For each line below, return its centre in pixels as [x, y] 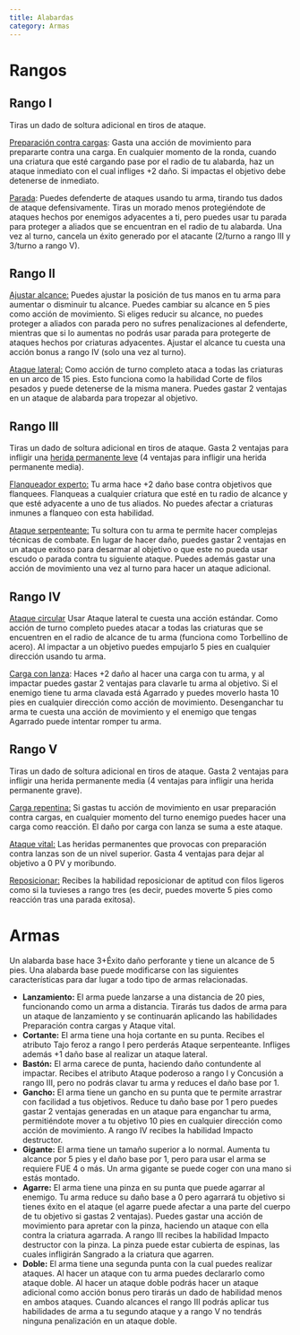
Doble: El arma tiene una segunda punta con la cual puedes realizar [147, 1263]
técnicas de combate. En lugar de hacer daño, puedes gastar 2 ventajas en [148, 540]
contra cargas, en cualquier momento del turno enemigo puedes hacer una [148, 817]
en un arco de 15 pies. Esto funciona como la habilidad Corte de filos [136, 379]
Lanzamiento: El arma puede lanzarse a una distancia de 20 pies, [144, 997]
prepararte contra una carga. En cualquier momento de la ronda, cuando [143, 152]
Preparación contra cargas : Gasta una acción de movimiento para [131, 142]
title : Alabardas [42, 17]
